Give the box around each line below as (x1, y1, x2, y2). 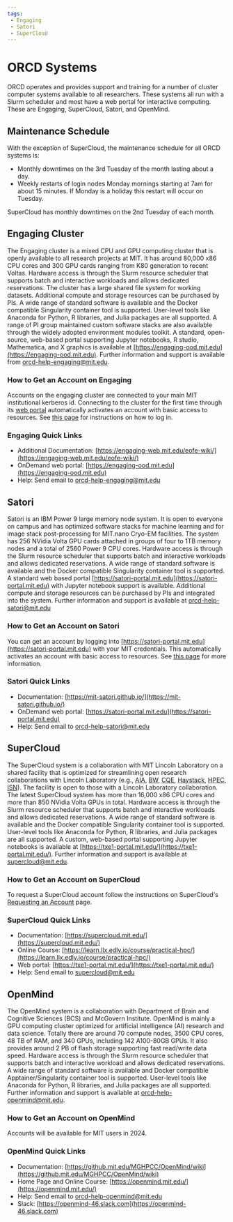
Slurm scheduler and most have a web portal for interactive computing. (7, 98, 211, 106)
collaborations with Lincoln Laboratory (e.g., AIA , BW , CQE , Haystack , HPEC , (7, 776, 227, 784)
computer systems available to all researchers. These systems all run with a (7, 90, 225, 98)
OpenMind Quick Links (7, 1147, 86, 1156)
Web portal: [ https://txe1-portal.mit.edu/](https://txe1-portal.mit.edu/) (17, 960, 214, 970)
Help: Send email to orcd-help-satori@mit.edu (17, 722, 150, 730)
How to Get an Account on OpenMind (7, 1113, 136, 1123)
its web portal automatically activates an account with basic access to (7, 406, 208, 414)
